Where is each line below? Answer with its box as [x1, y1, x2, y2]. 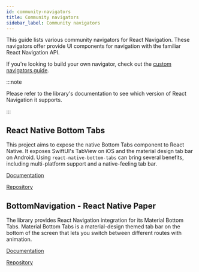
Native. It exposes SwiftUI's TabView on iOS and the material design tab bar [6, 148, 193, 155]
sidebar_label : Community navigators [6, 20, 101, 26]
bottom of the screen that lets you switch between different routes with [6, 230, 182, 236]
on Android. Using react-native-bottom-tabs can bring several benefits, [6, 154, 184, 161]
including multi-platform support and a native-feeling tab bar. [6, 160, 158, 167]
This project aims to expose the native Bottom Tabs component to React [6, 141, 185, 148]
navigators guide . [6, 67, 50, 74]
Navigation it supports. [6, 96, 62, 103]
